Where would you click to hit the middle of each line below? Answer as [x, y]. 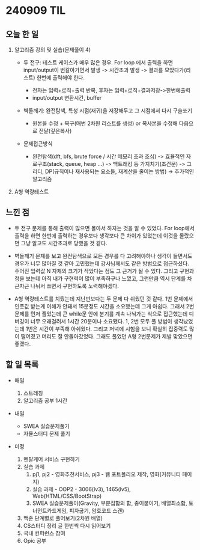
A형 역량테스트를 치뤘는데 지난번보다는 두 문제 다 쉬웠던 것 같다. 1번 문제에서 [104, 299]
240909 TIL [36, 11]
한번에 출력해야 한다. [61, 78]
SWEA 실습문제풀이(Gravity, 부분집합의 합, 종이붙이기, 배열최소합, [110, 503]
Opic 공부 [35, 540]
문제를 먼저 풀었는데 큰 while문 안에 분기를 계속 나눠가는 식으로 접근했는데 [101, 314]
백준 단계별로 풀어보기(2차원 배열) [63, 518]
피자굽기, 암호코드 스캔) [97, 510]
